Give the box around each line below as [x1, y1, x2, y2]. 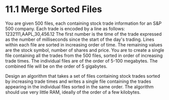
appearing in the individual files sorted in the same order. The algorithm [5, 83, 154, 89]
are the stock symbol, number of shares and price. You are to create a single [5, 47, 164, 53]
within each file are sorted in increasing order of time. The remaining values [5, 41, 162, 47]
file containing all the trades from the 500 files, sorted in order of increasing [5, 52, 163, 59]
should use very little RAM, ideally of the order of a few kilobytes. [5, 89, 141, 95]
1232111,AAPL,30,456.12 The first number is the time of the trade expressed [5, 31, 162, 37]
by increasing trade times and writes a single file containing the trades [5, 78, 151, 84]
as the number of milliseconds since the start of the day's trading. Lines [5, 36, 155, 42]
